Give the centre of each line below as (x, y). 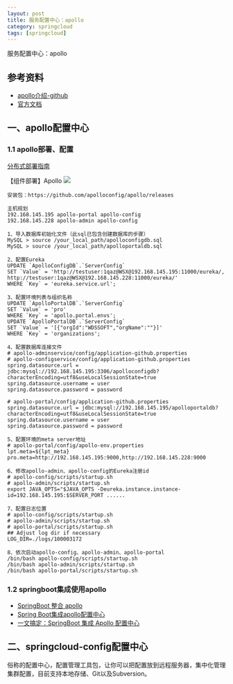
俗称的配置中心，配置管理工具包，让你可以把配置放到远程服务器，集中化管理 (116, 665)
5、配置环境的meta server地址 (47, 439)
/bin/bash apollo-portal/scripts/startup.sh (72, 570)
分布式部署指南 (28, 166)
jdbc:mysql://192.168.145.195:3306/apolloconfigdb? (83, 371)
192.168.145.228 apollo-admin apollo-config (72, 220)
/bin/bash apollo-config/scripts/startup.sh (72, 559)
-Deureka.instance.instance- (139, 489)
